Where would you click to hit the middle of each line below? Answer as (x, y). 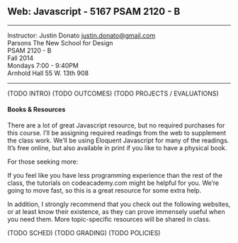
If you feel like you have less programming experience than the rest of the (115, 176)
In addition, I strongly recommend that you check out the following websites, (119, 204)
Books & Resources (36, 110)
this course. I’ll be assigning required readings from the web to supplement (117, 133)
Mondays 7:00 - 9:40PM (43, 65)
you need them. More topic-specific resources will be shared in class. (109, 220)
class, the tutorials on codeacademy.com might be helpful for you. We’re (113, 183)
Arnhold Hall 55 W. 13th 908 (48, 73)
